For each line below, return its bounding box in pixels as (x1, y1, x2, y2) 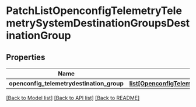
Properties (6, 52, 45, 62)
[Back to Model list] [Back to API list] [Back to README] (6, 95, 140, 101)
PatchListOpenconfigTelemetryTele (6, 4, 183, 18)
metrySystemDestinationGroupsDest (6, 16, 190, 30)
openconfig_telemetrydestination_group (9, 80, 124, 87)
